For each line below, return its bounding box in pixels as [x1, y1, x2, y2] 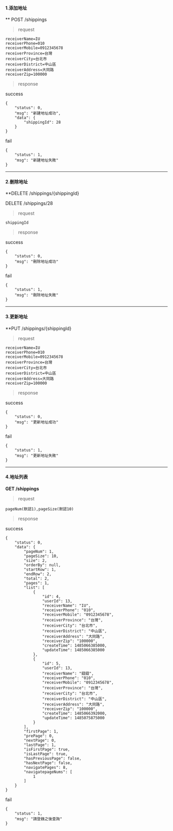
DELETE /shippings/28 [5, 200, 53, 206]
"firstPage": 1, [24, 729, 59, 734]
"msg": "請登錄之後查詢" [14, 816, 63, 821]
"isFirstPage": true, [24, 747, 71, 752]
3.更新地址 [5, 314, 28, 319]
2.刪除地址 [5, 178, 28, 185]
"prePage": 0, [24, 733, 54, 738]
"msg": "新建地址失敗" [14, 158, 59, 163]
